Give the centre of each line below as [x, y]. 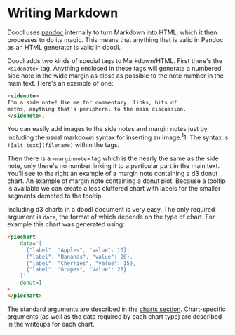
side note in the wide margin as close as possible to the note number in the [116, 76]
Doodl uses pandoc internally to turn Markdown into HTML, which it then [112, 32]
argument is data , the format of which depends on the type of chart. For [111, 217]
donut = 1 [31, 283]
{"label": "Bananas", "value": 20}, [79, 257]
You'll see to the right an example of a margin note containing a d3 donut [113, 174]
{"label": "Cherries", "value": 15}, [81, 263]
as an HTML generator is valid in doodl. [64, 47]
